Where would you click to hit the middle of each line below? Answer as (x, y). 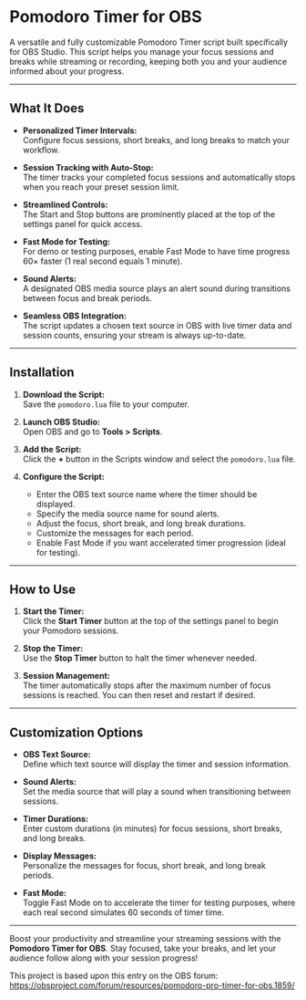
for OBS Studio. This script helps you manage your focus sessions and (142, 51)
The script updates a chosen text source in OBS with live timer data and (157, 325)
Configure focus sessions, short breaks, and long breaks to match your (156, 140)
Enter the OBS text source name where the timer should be (147, 494)
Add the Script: (52, 449)
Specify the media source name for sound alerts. (128, 514)
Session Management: (66, 676)
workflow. (41, 150)
